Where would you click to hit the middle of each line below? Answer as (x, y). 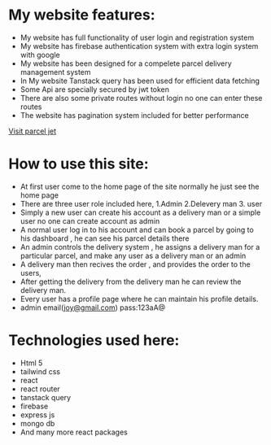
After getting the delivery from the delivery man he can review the (131, 281)
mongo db (37, 423)
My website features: (82, 15)
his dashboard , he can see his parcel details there (105, 238)
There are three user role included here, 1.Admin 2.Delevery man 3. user (141, 203)
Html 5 (31, 363)
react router (40, 389)
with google (40, 55)
